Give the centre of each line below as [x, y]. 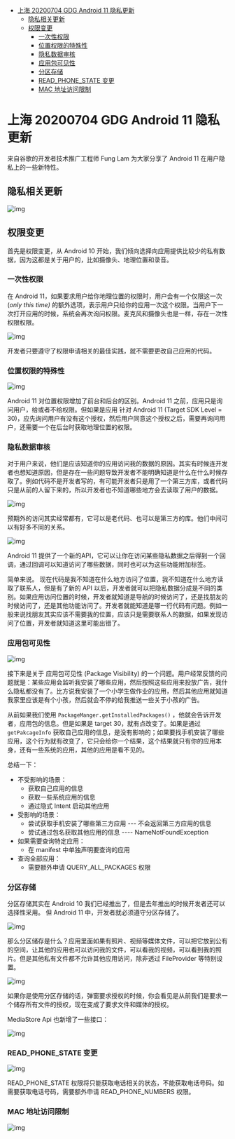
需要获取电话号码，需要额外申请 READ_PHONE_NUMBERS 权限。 [101, 1092]
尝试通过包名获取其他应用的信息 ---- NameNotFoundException [118, 832]
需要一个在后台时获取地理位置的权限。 [81, 427]
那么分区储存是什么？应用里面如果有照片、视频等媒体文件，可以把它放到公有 [117, 941]
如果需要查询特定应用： [51, 841]
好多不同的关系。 [44, 527]
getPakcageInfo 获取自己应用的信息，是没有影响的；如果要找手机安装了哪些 [116, 732]
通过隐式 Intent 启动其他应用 [69, 806]
